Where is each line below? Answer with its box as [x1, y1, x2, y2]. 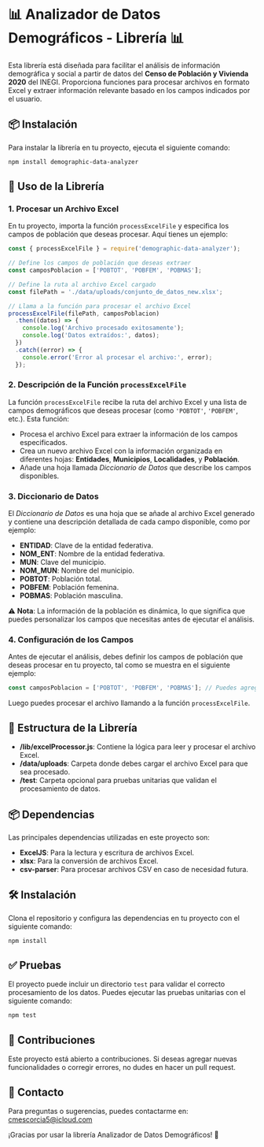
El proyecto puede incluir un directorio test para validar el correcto [8, 979, 225, 989]
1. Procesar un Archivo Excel [8, 203, 119, 214]
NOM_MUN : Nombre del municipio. [19, 566, 135, 575]
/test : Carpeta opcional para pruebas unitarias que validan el [19, 776, 218, 785]
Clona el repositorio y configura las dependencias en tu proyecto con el [8, 913, 240, 922]
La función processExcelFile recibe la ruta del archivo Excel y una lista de [8, 397, 247, 406]
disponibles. [19, 471, 60, 481]
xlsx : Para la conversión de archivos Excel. [19, 856, 159, 866]
